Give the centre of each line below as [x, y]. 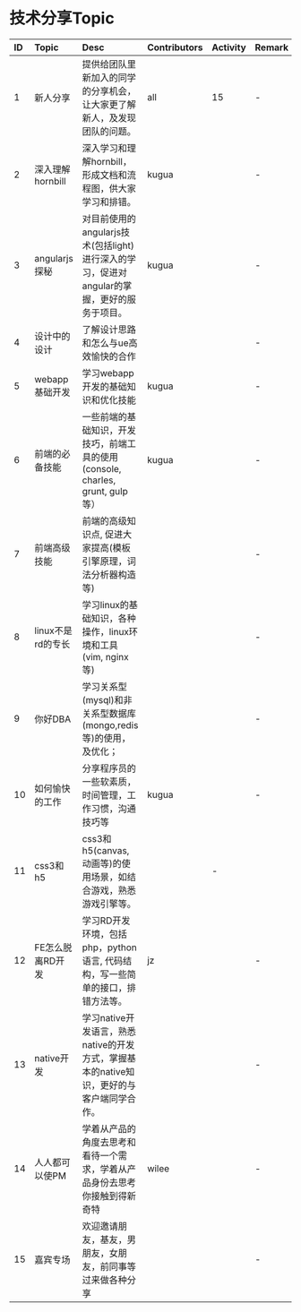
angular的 [103, 286]
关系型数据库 [109, 713]
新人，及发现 [109, 117]
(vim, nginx [105, 656]
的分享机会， [109, 90]
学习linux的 [106, 605]
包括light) [114, 245]
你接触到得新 [109, 1196]
